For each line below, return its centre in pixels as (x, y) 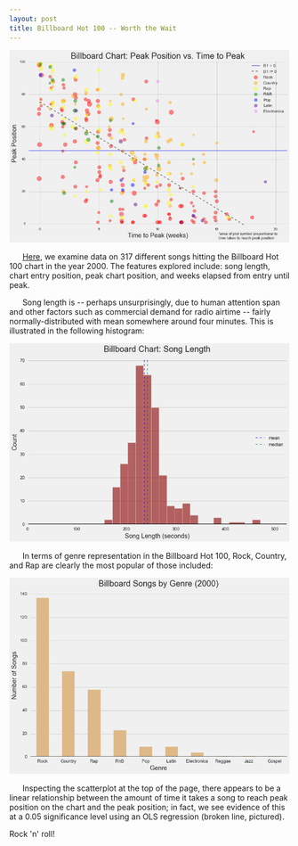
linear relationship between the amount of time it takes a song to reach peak (149, 798)
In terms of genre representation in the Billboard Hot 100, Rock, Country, (154, 555)
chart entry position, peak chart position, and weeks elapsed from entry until (149, 275)
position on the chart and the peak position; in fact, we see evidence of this (147, 808)
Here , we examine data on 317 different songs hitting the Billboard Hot (150, 257)
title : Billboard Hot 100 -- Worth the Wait (93, 28)
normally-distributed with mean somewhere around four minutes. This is (141, 322)
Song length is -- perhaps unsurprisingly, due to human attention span (151, 302)
